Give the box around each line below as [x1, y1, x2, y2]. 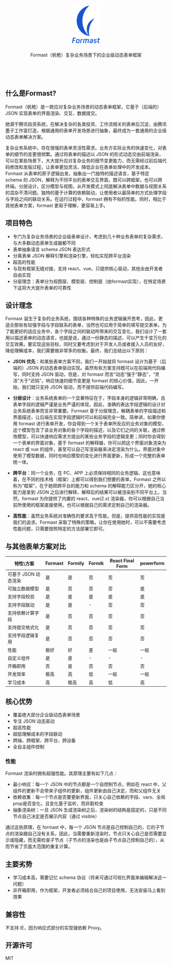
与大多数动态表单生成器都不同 [12, 240, 76, 246]
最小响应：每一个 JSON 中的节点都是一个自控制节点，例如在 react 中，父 [12, 781, 167, 788]
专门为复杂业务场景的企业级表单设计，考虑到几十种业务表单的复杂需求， [12, 233, 165, 239]
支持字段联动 [7, 602, 35, 608]
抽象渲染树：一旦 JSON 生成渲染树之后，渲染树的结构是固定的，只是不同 [12, 807, 167, 813]
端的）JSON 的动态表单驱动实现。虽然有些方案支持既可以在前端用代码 [12, 365, 161, 371]
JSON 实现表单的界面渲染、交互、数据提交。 [5, 110, 100, 116]
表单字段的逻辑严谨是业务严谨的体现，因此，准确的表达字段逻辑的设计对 [12, 401, 165, 407]
